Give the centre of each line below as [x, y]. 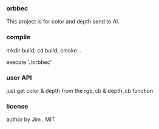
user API [19, 78]
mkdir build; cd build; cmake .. [44, 50]
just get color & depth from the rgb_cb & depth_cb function [80, 90]
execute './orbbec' [29, 62]
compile [19, 37]
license [17, 106]
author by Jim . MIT [31, 119]
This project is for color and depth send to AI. [63, 22]
